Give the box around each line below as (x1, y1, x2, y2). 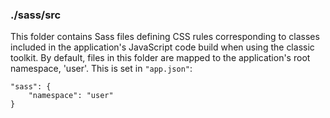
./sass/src (10, 8, 62, 22)
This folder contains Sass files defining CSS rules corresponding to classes (10, 31, 320, 43)
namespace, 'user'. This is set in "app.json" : (10, 63, 193, 75)
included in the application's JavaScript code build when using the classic (10, 41, 315, 53)
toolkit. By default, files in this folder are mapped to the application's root (10, 52, 311, 64)
